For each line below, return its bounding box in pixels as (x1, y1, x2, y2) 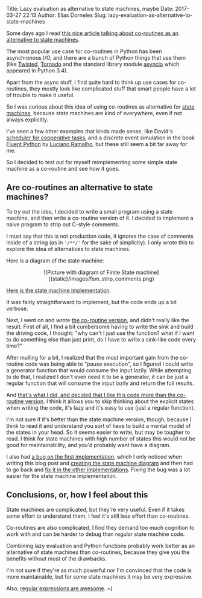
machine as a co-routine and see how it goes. (6, 165, 120, 172)
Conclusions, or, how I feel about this (6, 490, 148, 500)
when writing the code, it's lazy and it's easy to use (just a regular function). (6, 404, 195, 411)
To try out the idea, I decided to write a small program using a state (6, 208, 173, 215)
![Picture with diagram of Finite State (43, 269, 134, 276)
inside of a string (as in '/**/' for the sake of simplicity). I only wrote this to (6, 238, 194, 246)
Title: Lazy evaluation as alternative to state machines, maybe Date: (6, 5, 174, 12)
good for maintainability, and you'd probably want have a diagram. (6, 441, 171, 448)
